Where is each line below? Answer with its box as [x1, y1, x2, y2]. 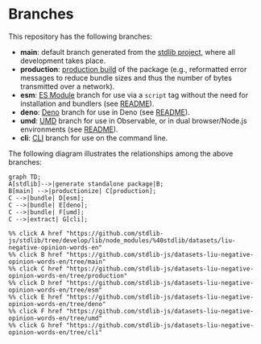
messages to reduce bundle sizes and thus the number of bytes [19, 73, 232, 82]
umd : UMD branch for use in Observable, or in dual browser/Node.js [19, 115, 247, 125]
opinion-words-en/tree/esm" [8, 286, 103, 294]
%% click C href [8, 264, 63, 273]
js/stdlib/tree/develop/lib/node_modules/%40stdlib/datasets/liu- [8, 236, 236, 245]
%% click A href [8, 229, 63, 237]
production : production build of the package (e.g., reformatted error [19, 64, 247, 73]
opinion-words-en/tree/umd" [8, 314, 103, 322]
